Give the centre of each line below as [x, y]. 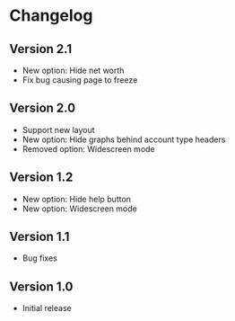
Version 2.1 [41, 49]
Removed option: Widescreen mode [88, 148]
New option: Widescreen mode [79, 209]
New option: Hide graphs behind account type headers [124, 139]
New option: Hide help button [77, 199]
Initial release [47, 308]
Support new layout [59, 129]
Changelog [51, 16]
